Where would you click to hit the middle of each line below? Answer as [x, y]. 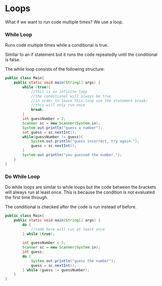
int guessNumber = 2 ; [44, 119]
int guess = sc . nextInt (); [50, 132]
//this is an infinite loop [59, 91]
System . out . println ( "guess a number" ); [63, 128]
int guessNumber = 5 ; [44, 243]
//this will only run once [58, 105]
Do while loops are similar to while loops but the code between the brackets [81, 187]
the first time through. [27, 197]
